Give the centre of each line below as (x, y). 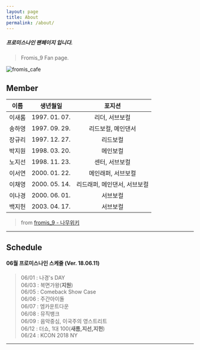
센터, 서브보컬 (112, 162)
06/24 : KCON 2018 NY (49, 335)
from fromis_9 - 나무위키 (50, 223)
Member (22, 88)
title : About (22, 17)
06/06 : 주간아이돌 (43, 299)
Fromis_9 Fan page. (45, 58)
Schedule (24, 247)
